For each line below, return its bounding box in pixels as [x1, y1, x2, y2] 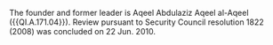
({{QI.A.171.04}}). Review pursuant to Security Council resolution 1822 [9, 17, 264, 27]
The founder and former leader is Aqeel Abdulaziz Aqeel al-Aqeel [9, 8, 249, 18]
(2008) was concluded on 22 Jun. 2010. [9, 26, 156, 36]
